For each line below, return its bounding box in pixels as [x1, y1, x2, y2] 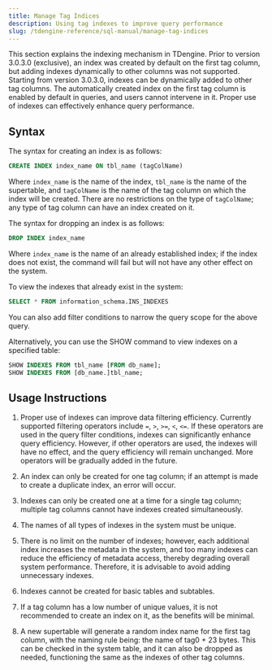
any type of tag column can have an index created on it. [8, 202, 195, 212]
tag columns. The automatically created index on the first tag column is [8, 84, 246, 94]
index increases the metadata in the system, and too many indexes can [19, 545, 258, 555]
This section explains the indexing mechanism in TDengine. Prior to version [8, 50, 261, 59]
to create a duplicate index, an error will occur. [19, 481, 176, 490]
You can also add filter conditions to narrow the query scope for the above [8, 312, 258, 322]
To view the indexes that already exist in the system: [8, 281, 183, 291]
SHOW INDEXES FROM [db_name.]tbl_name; [8, 368, 144, 376]
